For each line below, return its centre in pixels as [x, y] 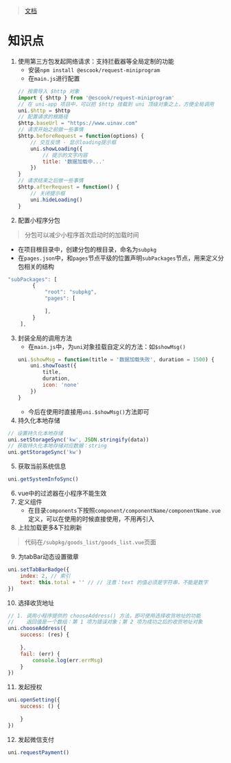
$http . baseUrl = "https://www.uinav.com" [78, 123]
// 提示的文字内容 [65, 155]
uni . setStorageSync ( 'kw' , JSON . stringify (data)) [78, 439]
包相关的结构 [36, 266]
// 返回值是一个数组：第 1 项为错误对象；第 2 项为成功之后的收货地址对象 [105, 622]
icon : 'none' [61, 385]
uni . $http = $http [44, 110]
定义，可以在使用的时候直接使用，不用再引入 [91, 519]
